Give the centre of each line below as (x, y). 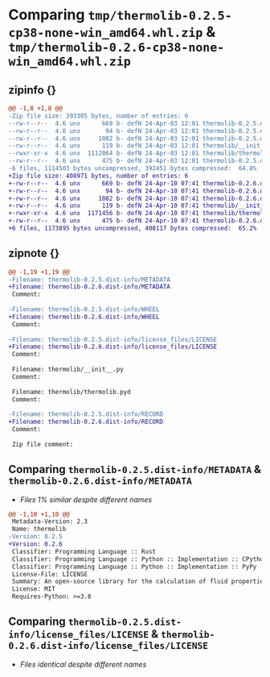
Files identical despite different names (83, 664)
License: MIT (34, 589)
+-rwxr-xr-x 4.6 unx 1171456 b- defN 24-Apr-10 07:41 (104, 214)
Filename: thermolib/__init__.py (68, 370)
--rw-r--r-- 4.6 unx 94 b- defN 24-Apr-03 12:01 (104, 131)
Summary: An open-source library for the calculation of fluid (120, 582)
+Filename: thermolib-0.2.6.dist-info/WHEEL (84, 317)
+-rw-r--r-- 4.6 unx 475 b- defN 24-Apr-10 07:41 (104, 221)
